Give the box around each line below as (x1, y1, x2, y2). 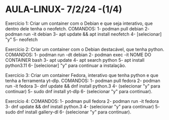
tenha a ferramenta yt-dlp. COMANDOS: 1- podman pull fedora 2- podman (5, 77, 160, 84)
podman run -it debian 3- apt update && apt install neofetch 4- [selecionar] (5, 31, 162, 37)
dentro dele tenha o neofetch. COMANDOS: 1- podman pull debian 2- (5, 25, 150, 31)
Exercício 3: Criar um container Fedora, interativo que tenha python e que (5, 72, 158, 78)
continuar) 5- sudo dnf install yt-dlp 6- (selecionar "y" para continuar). (5, 88, 153, 94)
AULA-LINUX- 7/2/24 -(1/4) (5, 4, 122, 15)
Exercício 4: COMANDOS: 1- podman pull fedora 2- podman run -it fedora (5, 98, 159, 104)
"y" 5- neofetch (5, 36, 38, 43)
